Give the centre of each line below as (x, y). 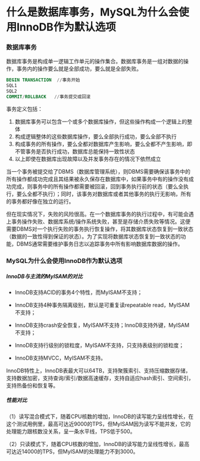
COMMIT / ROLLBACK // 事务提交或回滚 (49, 97)
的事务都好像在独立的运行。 (40, 201)
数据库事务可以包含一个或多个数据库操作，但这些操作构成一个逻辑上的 (101, 121)
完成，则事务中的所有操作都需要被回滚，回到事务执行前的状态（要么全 (97, 186)
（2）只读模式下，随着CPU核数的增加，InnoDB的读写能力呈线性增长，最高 (98, 444)
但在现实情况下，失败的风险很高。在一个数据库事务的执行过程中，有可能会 (97, 214)
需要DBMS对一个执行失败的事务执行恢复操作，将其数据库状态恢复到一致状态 (100, 229)
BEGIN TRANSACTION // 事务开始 (43, 80)
